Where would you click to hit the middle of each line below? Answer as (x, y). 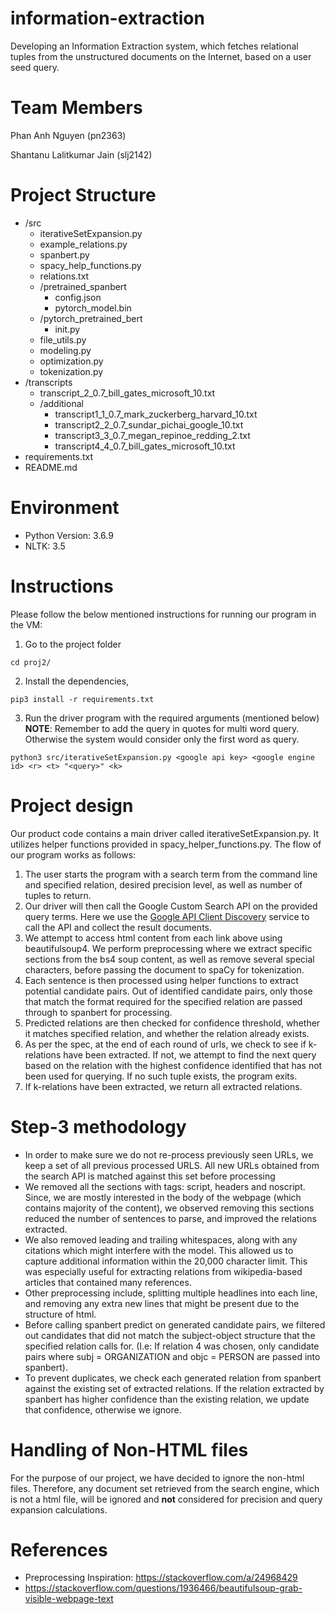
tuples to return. (58, 895)
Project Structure (83, 195)
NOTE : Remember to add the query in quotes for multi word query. (162, 728)
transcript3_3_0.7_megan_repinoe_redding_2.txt (152, 435)
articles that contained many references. (108, 1282)
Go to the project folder (73, 644)
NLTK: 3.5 (45, 546)
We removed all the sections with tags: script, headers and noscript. (165, 1186)
